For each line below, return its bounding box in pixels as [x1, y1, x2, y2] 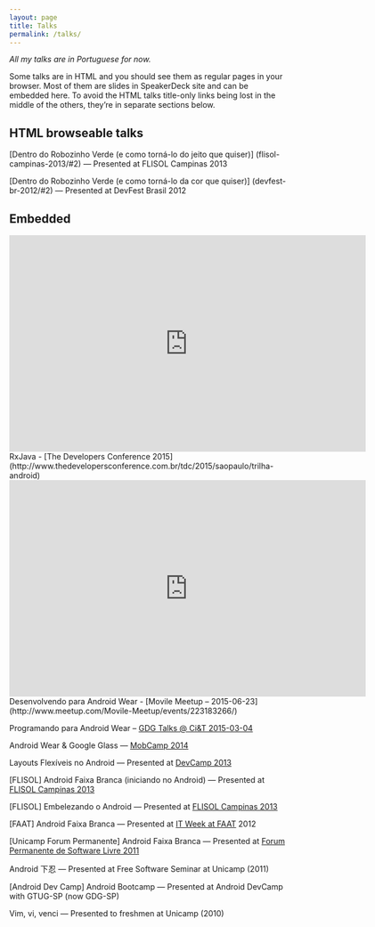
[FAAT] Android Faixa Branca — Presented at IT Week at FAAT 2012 [9, 818, 257, 829]
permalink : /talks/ [9, 29, 82, 38]
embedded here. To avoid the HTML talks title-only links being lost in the [9, 90, 276, 101]
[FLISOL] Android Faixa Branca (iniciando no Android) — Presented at [9, 775, 265, 785]
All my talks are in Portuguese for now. [9, 54, 151, 65]
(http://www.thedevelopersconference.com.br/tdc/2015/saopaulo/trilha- [9, 460, 274, 471]
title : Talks [9, 21, 58, 30]
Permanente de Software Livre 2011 [9, 845, 140, 856]
